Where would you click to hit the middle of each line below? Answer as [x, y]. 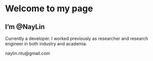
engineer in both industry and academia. [46, 44]
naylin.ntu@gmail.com [28, 53]
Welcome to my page [49, 9]
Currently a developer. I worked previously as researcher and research [77, 38]
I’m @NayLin [25, 27]
